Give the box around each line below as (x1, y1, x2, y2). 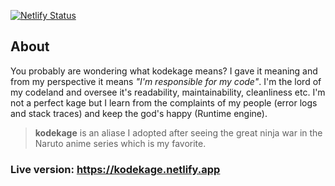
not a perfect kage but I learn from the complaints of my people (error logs (10, 96, 318, 109)
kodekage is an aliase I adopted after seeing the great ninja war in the (34, 126, 323, 139)
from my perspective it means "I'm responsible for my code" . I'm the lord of (10, 75, 322, 87)
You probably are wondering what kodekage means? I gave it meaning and (10, 65, 318, 77)
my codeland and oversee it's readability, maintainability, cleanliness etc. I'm (10, 86, 326, 98)
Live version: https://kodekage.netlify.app (10, 162, 221, 176)
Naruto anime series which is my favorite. (34, 137, 207, 149)
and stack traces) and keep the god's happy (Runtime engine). (10, 107, 268, 119)
